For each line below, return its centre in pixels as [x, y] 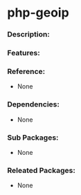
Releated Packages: [42, 170]
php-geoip [38, 13]
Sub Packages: [33, 138]
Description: [28, 35]
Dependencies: [34, 104]
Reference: [26, 71]
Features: [24, 53]
